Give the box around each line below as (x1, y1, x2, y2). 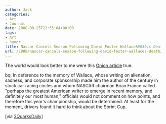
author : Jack (5, 7, 32, 12)
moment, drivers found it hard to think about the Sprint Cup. (5, 104, 127, 110)
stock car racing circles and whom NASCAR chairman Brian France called (5, 82, 155, 88)
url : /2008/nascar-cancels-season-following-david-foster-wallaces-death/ (5, 49, 163, 54)
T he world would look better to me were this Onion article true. (5, 62, 133, 68)
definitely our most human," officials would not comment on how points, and (5, 93, 161, 99)
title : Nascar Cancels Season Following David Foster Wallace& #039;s (5, 44, 152, 49)
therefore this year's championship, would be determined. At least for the (5, 98, 154, 104)
